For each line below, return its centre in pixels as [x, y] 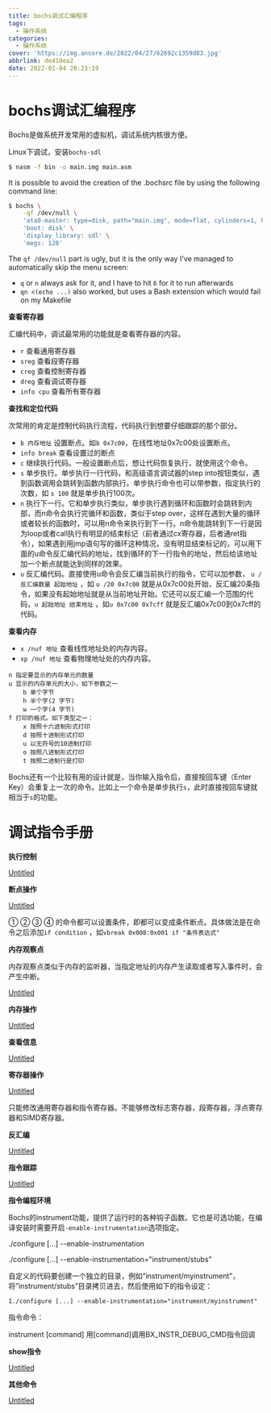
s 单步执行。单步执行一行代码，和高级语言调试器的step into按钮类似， [136, 473]
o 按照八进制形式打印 [54, 752]
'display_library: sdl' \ [67, 236]
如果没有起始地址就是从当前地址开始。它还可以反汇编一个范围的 [140, 594]
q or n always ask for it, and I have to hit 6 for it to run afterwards [127, 282]
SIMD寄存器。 [46, 1117]
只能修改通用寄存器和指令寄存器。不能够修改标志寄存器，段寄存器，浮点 [128, 1107]
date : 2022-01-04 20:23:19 [54, 69]
